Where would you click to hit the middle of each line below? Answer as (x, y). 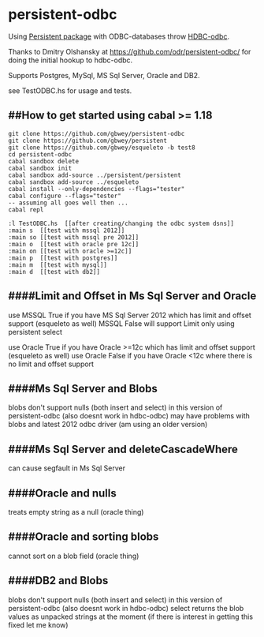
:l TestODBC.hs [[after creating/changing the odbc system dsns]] (121, 223)
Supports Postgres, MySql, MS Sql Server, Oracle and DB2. (104, 75)
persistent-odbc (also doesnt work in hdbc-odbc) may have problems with (129, 416)
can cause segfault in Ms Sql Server (67, 468)
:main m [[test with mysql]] (58, 265)
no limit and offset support (51, 364)
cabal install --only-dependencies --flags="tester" (97, 189)
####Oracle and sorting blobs (84, 537)
